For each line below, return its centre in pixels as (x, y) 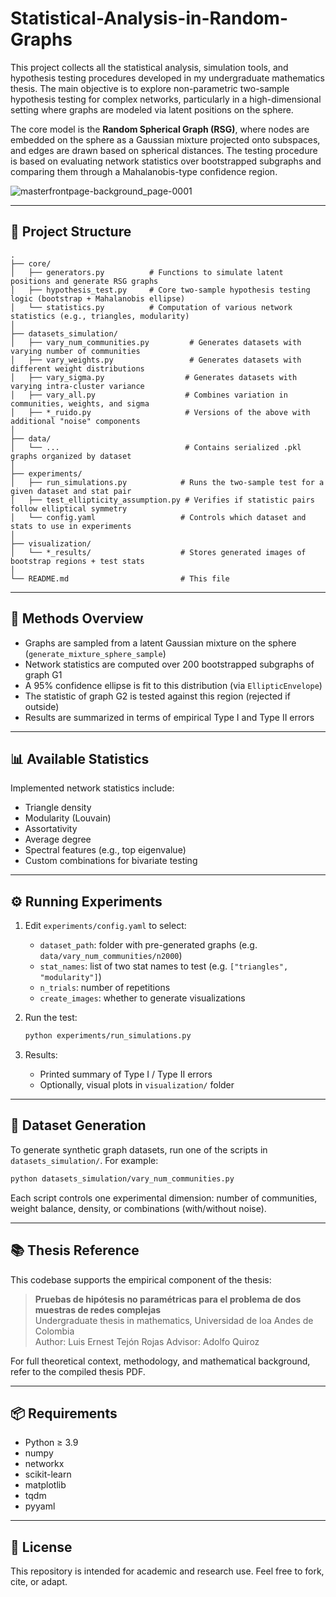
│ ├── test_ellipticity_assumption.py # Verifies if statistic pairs (162, 500)
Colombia (54, 1331)
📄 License (41, 1547)
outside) (42, 706)
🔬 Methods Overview (77, 618)
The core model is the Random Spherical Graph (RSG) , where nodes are (160, 129)
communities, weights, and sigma (80, 403)
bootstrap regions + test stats (77, 561)
